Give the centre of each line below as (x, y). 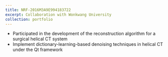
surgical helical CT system (40, 39)
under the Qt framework (38, 50)
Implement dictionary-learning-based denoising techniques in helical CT (88, 44)
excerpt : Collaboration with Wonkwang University (59, 15)
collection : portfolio (29, 19)
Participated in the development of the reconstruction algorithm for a (84, 34)
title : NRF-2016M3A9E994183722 (38, 10)
